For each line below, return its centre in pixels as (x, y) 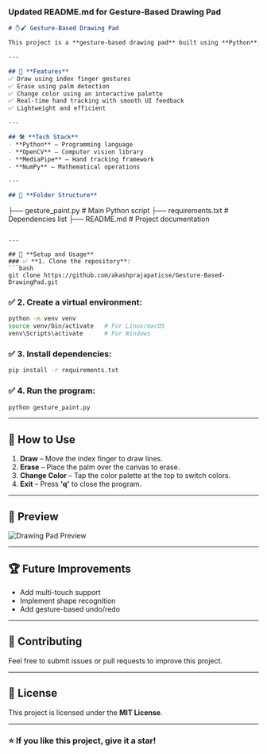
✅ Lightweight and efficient (57, 109)
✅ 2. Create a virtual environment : (75, 302)
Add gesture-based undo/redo (70, 609)
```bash (21, 269)
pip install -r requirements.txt (64, 371)
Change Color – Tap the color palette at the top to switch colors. (125, 476)
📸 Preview (33, 517)
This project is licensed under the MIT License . (85, 712)
